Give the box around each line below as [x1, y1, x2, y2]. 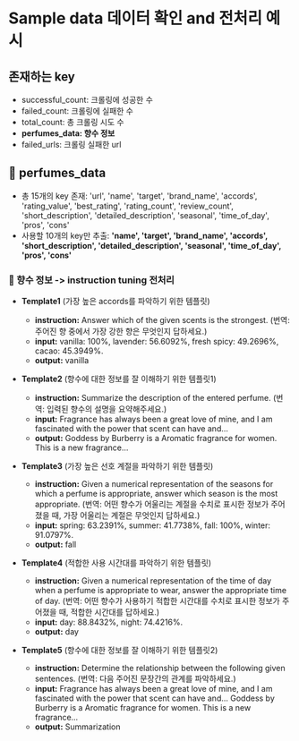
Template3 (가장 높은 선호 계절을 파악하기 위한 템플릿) [21, 461, 214, 472]
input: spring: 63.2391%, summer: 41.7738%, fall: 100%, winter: [34, 520, 270, 531]
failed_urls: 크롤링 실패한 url [21, 140, 122, 149]
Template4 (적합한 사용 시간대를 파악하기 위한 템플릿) [21, 558, 212, 568]
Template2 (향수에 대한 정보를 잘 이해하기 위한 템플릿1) [21, 373, 217, 385]
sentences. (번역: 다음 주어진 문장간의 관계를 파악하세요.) [34, 673, 236, 685]
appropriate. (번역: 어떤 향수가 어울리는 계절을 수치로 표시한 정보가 [34, 498, 269, 510]
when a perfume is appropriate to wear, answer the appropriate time [34, 585, 287, 596]
